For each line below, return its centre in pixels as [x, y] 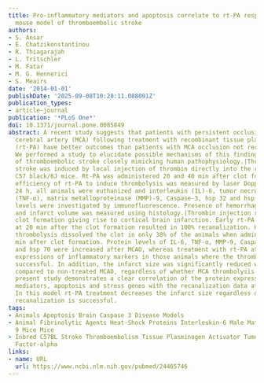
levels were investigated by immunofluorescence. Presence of [119, 205]
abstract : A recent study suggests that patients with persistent [119, 132]
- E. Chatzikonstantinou [49, 45]
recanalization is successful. [66, 300]
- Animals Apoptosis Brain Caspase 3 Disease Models [96, 315]
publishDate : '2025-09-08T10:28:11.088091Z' [82, 96]
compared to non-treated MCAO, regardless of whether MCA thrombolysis [135, 271]
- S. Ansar [26, 37]
